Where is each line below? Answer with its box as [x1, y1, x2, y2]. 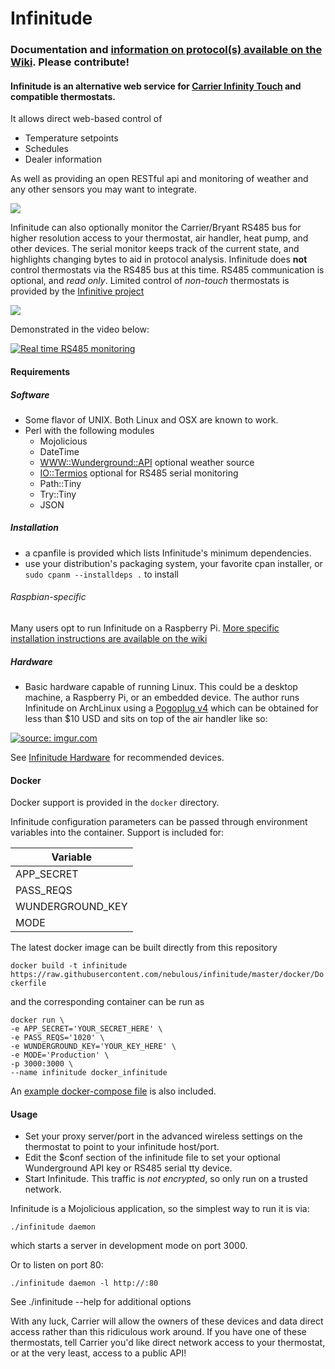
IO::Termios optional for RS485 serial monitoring [39, 467, 239, 479]
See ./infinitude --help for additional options [10, 1296, 192, 1308]
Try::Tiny [39, 488, 77, 500]
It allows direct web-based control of [10, 113, 163, 125]
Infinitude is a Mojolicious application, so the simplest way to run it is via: [10, 1203, 310, 1215]
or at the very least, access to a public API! [10, 1347, 187, 1359]
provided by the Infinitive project [10, 285, 145, 297]
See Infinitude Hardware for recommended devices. [10, 752, 225, 764]
